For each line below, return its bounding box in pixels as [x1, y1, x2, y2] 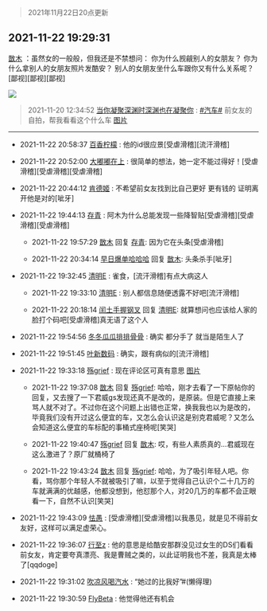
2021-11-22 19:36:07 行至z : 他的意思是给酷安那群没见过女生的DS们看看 [19, 539, 254, 549]
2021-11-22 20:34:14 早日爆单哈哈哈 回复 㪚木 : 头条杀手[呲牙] [31, 254, 232, 264]
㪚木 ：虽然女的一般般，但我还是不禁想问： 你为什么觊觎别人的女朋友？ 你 [8, 53, 251, 63]
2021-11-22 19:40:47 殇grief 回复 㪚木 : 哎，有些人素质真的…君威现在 [31, 439, 255, 448]
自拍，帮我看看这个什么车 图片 [27, 115, 128, 124]
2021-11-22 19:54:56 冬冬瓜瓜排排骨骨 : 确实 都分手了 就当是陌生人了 [19, 331, 245, 341]
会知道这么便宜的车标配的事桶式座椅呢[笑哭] [31, 422, 176, 432]
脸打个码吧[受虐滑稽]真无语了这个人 [31, 315, 149, 324]
